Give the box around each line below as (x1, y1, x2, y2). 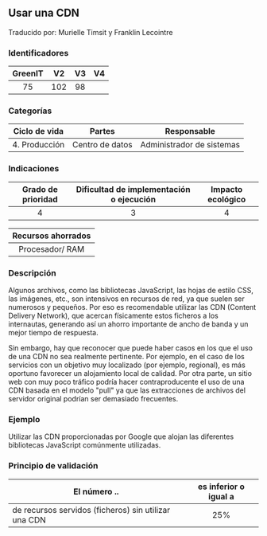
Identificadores (8, 47, 69, 58)
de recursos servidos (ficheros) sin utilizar (12, 504, 171, 515)
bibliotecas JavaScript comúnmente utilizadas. (8, 440, 161, 450)
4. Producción (12, 139, 65, 151)
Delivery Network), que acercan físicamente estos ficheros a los (8, 311, 219, 320)
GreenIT (12, 68, 44, 79)
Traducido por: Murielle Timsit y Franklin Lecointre (8, 27, 173, 37)
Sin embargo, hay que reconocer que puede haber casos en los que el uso (8, 343, 253, 353)
